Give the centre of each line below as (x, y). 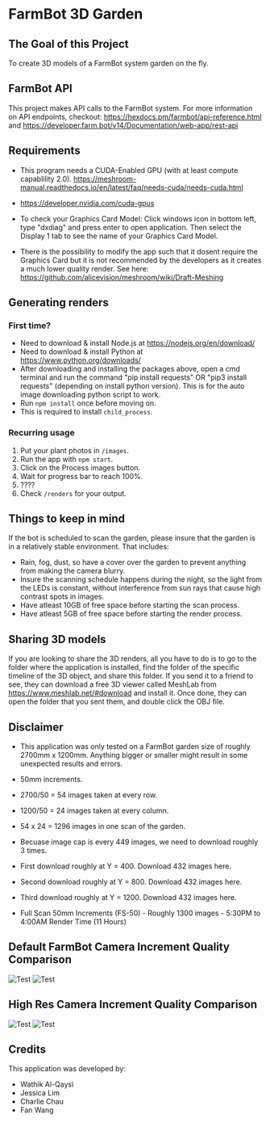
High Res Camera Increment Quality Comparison (133, 1005)
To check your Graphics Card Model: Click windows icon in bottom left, (138, 218)
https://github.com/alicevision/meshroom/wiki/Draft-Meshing (122, 277)
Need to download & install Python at (81, 351)
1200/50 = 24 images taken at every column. (94, 811)
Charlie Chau (42, 1102)
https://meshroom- (105, 179)
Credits (27, 1050)
